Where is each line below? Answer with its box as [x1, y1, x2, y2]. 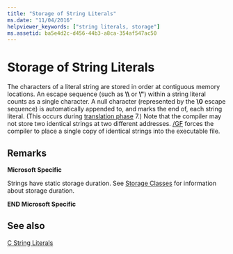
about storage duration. [7, 186, 75, 195]
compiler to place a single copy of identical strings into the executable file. [7, 127, 220, 136]
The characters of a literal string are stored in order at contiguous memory [7, 83, 220, 91]
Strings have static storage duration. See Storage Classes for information [7, 179, 217, 187]
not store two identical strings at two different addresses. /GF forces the [7, 120, 214, 128]
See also [7, 220, 45, 232]
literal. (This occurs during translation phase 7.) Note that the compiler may [7, 112, 222, 120]
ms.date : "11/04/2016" [7, 17, 73, 24]
